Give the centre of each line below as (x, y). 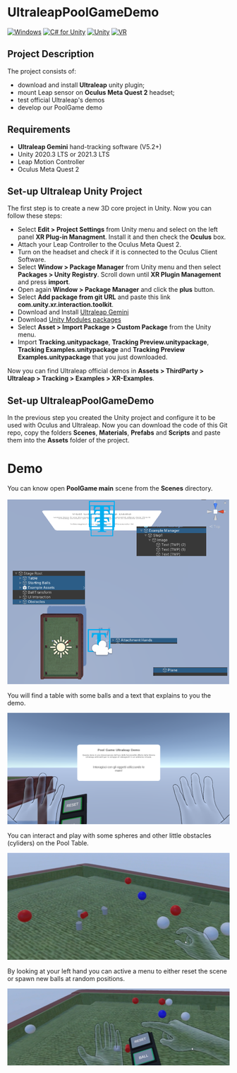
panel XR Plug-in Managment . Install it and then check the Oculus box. (122, 237)
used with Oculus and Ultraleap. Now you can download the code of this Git (117, 426)
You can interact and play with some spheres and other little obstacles (109, 835)
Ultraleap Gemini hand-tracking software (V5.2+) (90, 146)
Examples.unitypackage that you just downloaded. (92, 357)
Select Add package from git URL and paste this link (94, 297)
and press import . (44, 282)
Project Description (51, 54)
